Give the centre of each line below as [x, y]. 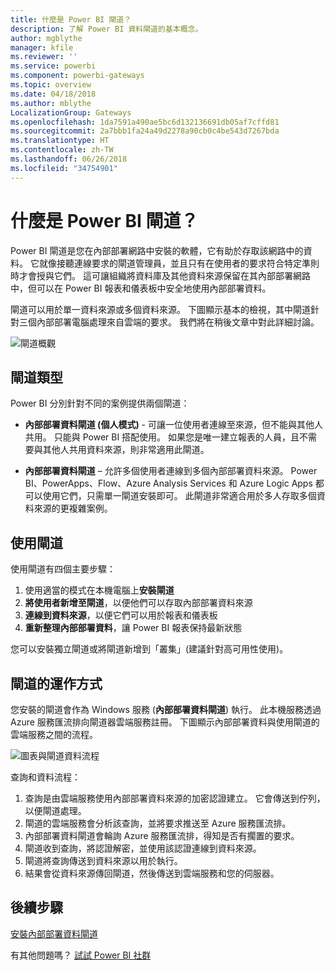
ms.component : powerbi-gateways [77, 76]
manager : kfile [42, 47]
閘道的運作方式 [56, 683]
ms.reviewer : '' [44, 57]
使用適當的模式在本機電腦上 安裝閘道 [99, 590]
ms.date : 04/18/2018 [53, 94]
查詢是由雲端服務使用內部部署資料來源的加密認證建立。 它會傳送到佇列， [175, 798]
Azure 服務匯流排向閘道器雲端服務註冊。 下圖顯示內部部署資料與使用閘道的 [165, 722]
